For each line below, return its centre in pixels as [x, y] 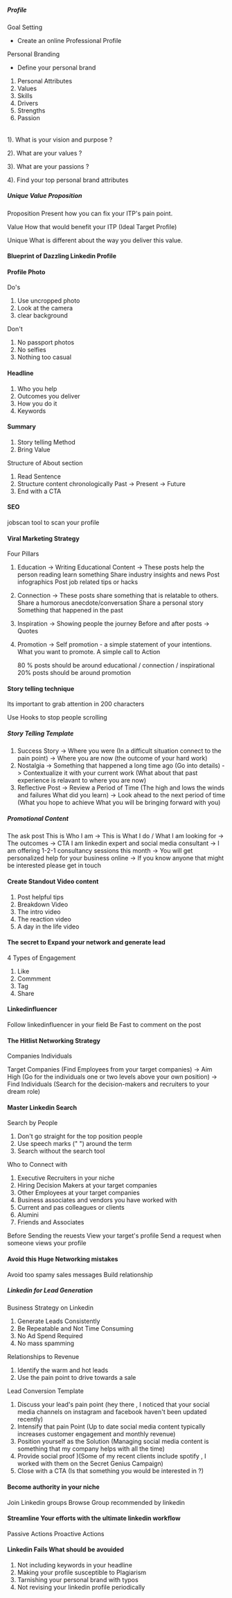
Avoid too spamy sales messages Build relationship [80, 1274]
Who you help [37, 388]
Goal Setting [25, 27]
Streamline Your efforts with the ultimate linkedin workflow [94, 1518]
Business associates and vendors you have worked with [97, 1200]
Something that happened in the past [70, 610]
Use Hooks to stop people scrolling [57, 717]
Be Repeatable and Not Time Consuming [75, 1329]
